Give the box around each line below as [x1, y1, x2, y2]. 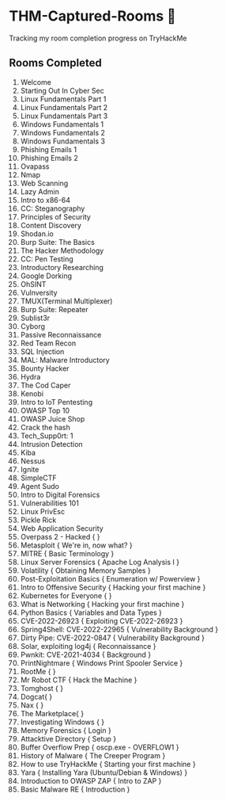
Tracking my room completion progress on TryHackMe [9, 33, 188, 43]
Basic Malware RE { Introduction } [20, 784, 130, 794]
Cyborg [20, 321, 46, 331]
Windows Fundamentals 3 [20, 136, 106, 146]
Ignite [20, 464, 40, 474]
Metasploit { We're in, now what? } [20, 540, 133, 550]
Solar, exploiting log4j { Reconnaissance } [20, 641, 156, 650]
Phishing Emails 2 [20, 153, 78, 162]
